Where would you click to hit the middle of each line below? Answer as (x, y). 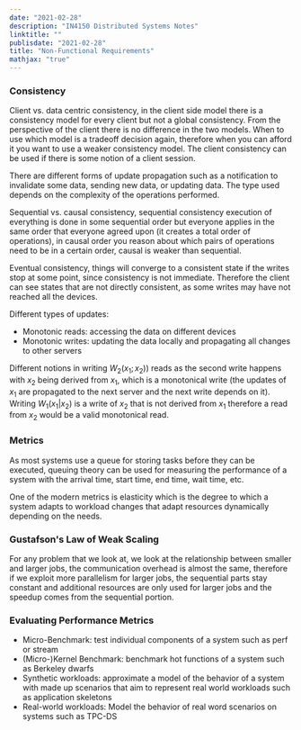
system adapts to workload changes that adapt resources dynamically (139, 506)
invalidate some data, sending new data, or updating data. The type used (145, 185)
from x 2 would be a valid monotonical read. (89, 416)
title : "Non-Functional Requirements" (82, 51)
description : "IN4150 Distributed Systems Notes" (104, 26)
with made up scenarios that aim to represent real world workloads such (156, 688)
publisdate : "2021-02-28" (58, 43)
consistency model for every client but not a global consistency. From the (145, 120)
